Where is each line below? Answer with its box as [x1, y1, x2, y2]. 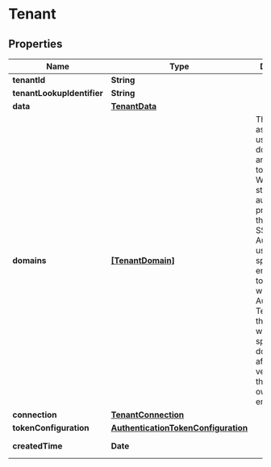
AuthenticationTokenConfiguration [110, 423, 248, 433]
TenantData [110, 101, 157, 111]
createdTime [12, 440, 63, 452]
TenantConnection [110, 409, 185, 420]
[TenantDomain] [110, 255, 175, 266]
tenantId [12, 74, 46, 85]
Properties [8, 37, 63, 51]
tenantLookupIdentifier [12, 88, 103, 98]
